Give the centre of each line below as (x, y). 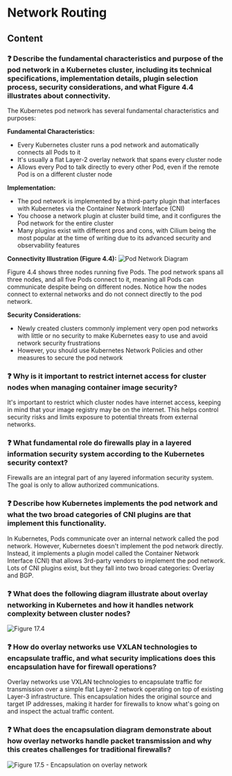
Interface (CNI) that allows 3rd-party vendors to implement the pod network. (116, 560)
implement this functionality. (57, 523)
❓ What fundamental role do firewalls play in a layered (99, 443)
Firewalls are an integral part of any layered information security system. (110, 478)
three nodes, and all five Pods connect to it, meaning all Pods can (100, 279)
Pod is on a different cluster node (65, 174)
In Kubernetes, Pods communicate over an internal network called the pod (113, 539)
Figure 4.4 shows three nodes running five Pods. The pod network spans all (115, 272)
